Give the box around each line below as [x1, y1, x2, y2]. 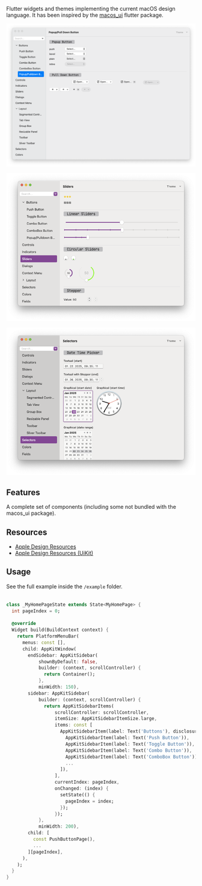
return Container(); [44, 671, 96, 677]
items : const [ [54, 722, 93, 728]
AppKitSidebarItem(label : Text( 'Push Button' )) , [65, 735, 189, 741]
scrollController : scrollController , [54, 709, 149, 715]
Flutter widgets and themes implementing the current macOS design [6, 5, 176, 12]
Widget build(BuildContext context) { [11, 627, 109, 633]
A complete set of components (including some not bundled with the [6, 503, 176, 511]
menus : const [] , [22, 639, 66, 645]
